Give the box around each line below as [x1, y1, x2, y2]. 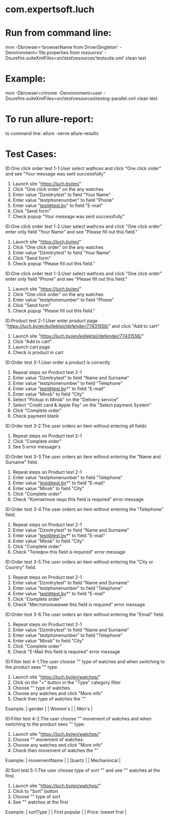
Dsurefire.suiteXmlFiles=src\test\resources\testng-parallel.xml [5, 95, 136, 102]
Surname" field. [5, 459, 38, 465]
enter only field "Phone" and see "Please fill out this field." [5, 276, 128, 282]
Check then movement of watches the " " [12, 747, 99, 753]
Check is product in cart [12, 349, 64, 355]
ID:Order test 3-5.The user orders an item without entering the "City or [5, 558, 154, 565]
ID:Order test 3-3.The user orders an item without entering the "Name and [5, 453, 161, 460]
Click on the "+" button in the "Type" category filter [12, 679, 121, 686]
